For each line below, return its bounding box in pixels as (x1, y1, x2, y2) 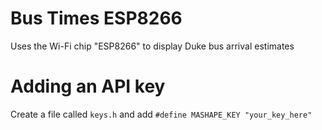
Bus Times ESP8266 (10, 7, 183, 30)
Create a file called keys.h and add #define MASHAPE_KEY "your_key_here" (10, 108, 313, 120)
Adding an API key (10, 75, 166, 98)
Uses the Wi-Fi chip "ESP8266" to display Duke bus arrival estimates (10, 40, 295, 52)
